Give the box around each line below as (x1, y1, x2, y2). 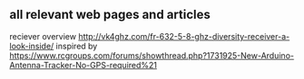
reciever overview (9, 31, 77, 41)
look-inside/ (9, 40, 54, 51)
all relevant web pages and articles (9, 7, 211, 22)
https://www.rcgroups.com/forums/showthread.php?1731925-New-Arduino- (9, 49, 295, 61)
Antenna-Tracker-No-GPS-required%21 (9, 59, 157, 70)
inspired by (55, 40, 98, 51)
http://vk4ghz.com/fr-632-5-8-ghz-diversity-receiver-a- (78, 31, 290, 41)
